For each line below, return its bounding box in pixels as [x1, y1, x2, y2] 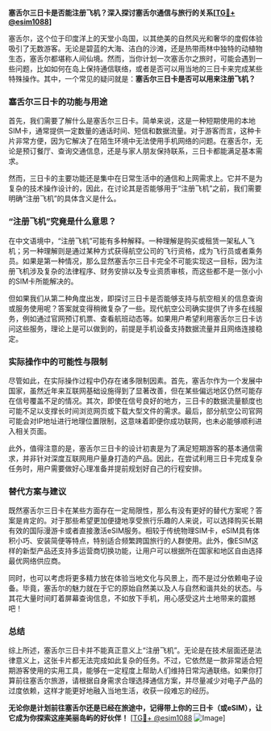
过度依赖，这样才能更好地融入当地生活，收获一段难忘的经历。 [8, 686, 214, 695]
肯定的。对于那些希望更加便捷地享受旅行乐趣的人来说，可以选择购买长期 [22, 516, 263, 526]
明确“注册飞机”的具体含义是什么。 [8, 194, 121, 204]
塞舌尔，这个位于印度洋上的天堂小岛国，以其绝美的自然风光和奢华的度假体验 [8, 34, 263, 43]
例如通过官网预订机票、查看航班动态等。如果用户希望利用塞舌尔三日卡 [22, 313, 256, 323]
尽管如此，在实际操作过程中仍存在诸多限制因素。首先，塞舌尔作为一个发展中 [8, 376, 263, 385]
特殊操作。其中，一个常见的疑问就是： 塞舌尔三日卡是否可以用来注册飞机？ [8, 74, 256, 83]
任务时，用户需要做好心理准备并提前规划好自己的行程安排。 [8, 464, 206, 473]
